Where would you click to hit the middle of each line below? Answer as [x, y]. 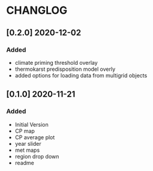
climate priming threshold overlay [56, 62]
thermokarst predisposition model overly [65, 69]
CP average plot [35, 137]
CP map [25, 131]
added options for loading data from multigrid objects [81, 75]
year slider [28, 143]
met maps [27, 150]
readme [24, 163]
